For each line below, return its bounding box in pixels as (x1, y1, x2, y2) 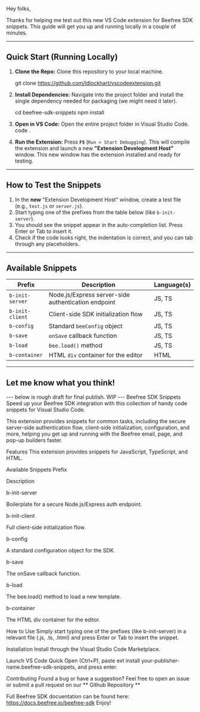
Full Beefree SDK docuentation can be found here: (6, 693, 130, 700)
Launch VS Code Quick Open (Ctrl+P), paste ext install (6, 657, 140, 664)
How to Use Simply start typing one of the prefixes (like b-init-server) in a (6, 628, 186, 635)
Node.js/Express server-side (48, 291, 130, 299)
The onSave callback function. (6, 570, 81, 577)
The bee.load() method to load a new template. (6, 593, 121, 601)
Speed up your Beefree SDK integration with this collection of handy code (6, 400, 187, 407)
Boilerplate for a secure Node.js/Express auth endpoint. (6, 500, 142, 508)
